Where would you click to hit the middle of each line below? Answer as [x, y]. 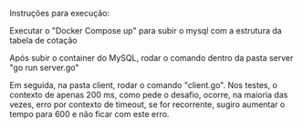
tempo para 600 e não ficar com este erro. [89, 114]
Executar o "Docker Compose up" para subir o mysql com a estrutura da [146, 30]
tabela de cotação [43, 40]
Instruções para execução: [60, 13]
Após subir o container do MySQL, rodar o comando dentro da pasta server [151, 58]
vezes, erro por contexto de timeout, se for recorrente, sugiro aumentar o [147, 104]
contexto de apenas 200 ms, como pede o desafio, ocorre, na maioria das [149, 95]
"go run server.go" [44, 68]
